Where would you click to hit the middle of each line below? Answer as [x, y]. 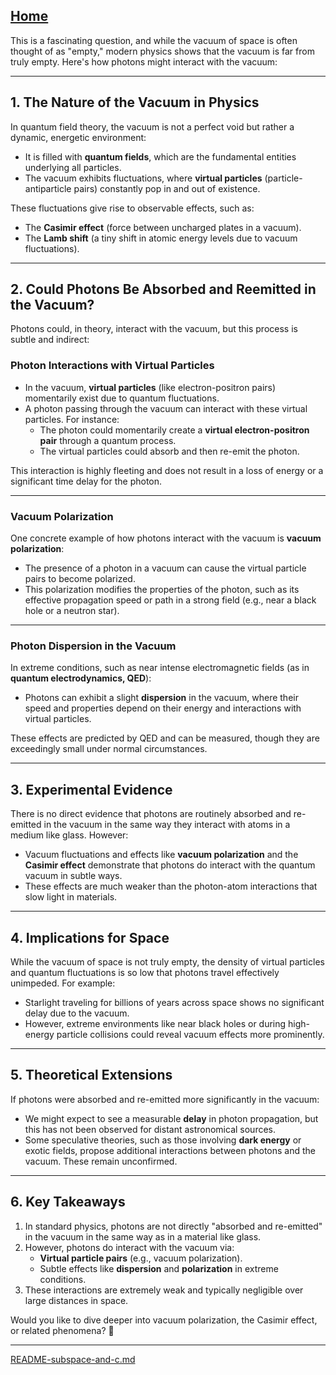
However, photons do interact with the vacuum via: [129, 1247]
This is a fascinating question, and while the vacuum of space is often [154, 40]
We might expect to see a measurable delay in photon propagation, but [171, 1118]
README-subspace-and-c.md [73, 1359]
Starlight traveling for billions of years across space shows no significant [174, 1002]
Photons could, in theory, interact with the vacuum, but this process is [154, 329]
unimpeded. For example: [63, 983]
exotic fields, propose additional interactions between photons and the [170, 1150]
